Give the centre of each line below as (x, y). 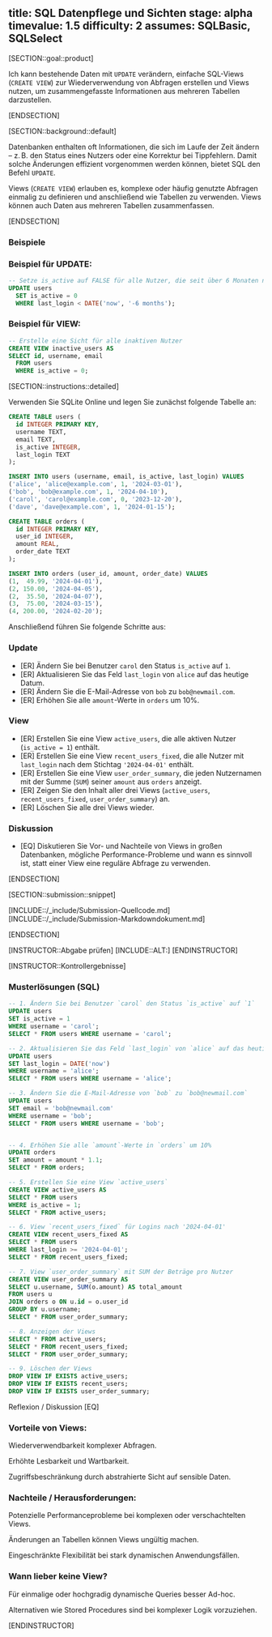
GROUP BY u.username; (45, 1310)
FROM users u (30, 1294)
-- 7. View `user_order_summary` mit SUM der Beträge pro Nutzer (121, 1272)
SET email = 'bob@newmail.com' (61, 1108)
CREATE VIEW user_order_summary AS (68, 1279)
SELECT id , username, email (56, 356)
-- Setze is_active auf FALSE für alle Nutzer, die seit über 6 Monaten (134, 281)
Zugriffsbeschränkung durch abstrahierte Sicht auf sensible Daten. (120, 1477)
